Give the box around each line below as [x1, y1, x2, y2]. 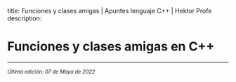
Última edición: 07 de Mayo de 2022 [7, 68, 96, 75]
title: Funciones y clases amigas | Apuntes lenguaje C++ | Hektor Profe [7, 7, 212, 15]
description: [7, 14, 42, 22]
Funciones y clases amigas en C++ [7, 39, 215, 55]
